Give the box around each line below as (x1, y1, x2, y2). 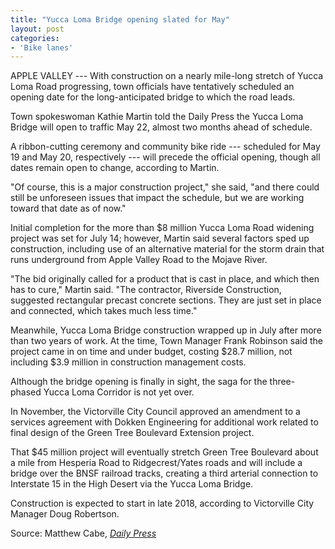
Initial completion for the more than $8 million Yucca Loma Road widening (10, 222, 315, 234)
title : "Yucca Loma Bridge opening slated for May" (10, 14, 230, 25)
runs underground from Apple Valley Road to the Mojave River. (10, 254, 268, 266)
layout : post (10, 24, 65, 34)
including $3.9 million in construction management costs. (10, 356, 247, 368)
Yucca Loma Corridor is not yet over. (43, 386, 195, 398)
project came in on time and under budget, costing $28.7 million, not (10, 346, 293, 358)
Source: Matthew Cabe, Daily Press (10, 527, 157, 540)
